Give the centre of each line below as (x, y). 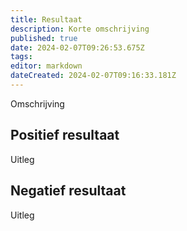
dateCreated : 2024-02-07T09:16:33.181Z (93, 76)
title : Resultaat (46, 19)
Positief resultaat (65, 135)
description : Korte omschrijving (80, 29)
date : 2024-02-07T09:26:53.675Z (77, 47)
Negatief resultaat (68, 191)
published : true (44, 38)
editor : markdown (46, 66)
